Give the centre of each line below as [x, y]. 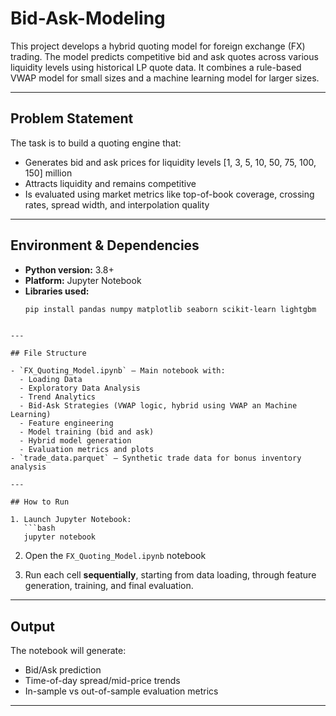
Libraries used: [57, 291]
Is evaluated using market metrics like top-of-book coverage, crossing [169, 194]
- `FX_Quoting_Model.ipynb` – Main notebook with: [118, 371]
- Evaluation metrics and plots [87, 450]
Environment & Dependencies [105, 245]
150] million [48, 173]
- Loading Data [51, 380]
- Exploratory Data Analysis [80, 388]
